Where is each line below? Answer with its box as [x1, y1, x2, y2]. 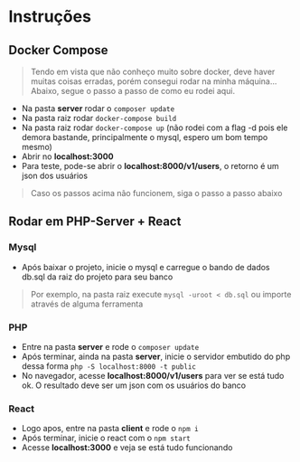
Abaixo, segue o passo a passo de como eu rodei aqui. [30, 86, 236, 96]
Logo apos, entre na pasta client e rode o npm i [21, 423, 200, 434]
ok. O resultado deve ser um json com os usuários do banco [21, 380, 246, 391]
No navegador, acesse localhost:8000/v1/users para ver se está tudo [21, 370, 285, 381]
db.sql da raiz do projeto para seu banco [21, 271, 173, 282]
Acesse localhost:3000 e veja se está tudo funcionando [21, 442, 233, 453]
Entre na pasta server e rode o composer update [21, 341, 200, 352]
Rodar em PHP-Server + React [8, 214, 182, 230]
